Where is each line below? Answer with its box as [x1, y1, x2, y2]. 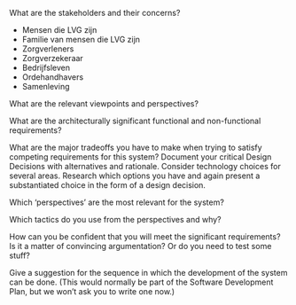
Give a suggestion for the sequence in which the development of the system [9, 268, 288, 278]
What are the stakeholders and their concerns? [9, 8, 181, 18]
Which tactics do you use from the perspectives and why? [9, 215, 222, 224]
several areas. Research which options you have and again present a [9, 170, 261, 181]
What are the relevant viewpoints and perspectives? [9, 98, 199, 109]
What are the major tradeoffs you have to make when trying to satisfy [9, 142, 263, 152]
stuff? [9, 250, 31, 261]
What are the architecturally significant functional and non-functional [9, 115, 261, 126]
